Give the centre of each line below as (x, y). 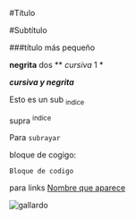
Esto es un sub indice (47, 100)
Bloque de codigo (42, 172)
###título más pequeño (52, 47)
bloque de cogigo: (43, 155)
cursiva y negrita (42, 82)
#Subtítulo (28, 30)
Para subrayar (35, 138)
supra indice (30, 120)
